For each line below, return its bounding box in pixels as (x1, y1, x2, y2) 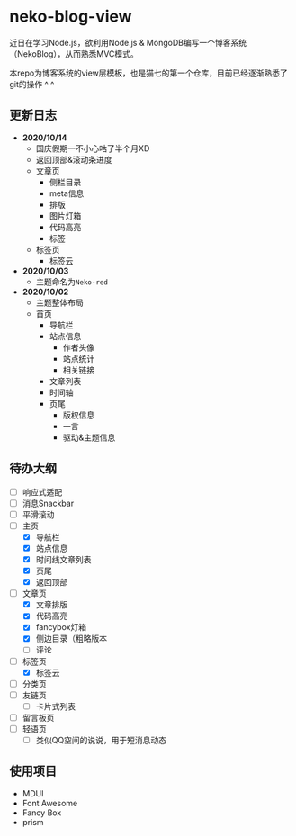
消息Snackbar (22, 498, 75, 508)
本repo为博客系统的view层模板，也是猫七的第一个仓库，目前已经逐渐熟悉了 (9, 67, 288, 78)
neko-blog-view (9, 6, 132, 27)
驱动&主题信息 (62, 432, 116, 443)
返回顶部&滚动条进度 (35, 154, 112, 165)
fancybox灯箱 (35, 622, 87, 633)
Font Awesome (22, 797, 78, 808)
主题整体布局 (35, 297, 84, 308)
